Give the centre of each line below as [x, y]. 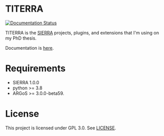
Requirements [35, 69]
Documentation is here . [30, 48]
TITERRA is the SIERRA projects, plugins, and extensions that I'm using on [82, 32]
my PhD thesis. [21, 38]
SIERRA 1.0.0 [26, 82]
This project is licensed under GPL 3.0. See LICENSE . [61, 128]
